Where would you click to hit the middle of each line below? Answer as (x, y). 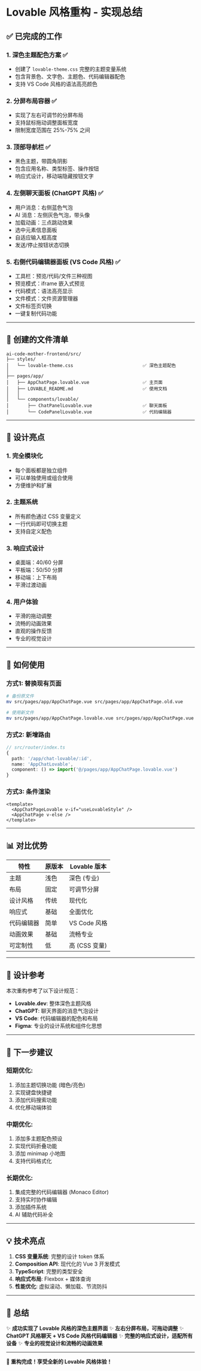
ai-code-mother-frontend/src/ (44, 354)
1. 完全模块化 (25, 456)
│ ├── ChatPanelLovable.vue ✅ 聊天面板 (87, 405)
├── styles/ (21, 359)
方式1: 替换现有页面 (34, 683)
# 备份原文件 (20, 696)
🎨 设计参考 (25, 975)
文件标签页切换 (33, 306)
